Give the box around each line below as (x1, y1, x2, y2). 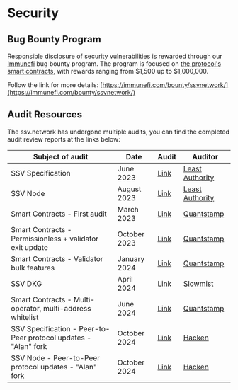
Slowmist (183, 278, 214, 288)
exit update (11, 242, 48, 252)
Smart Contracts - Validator (11, 253, 104, 263)
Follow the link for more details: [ (7, 81, 103, 89)
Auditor (192, 151, 218, 161)
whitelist (11, 312, 39, 322)
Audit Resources (7, 108, 83, 121)
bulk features (11, 263, 55, 273)
